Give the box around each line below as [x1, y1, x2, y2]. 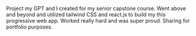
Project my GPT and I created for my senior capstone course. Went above [6, 5, 187, 12]
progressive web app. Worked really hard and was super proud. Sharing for [6, 17, 190, 24]
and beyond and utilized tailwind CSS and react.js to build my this [6, 11, 166, 18]
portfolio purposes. [6, 23, 53, 30]
